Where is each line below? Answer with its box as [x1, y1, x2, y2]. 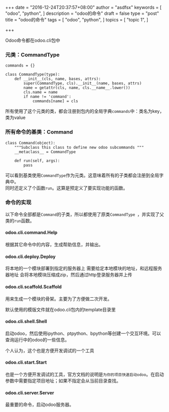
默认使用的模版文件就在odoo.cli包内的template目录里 [5, 306, 116, 312]
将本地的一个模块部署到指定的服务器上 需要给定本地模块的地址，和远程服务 [5, 265, 162, 271]
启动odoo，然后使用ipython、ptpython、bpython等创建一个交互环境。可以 [5, 330, 161, 336]
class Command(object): [5, 140, 56, 145]
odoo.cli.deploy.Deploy [5, 253, 56, 260]
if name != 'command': [23, 94, 72, 100]
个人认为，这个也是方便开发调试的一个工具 [5, 347, 94, 354]
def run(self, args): [14, 158, 60, 163]
